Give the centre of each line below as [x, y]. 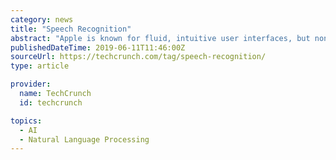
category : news [42, 19]
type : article [40, 66]
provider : [31, 84]
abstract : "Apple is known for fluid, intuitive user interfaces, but [160, 38]
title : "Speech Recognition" [71, 29]
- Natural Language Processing [84, 139]
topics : [26, 121]
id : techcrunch [51, 102]
